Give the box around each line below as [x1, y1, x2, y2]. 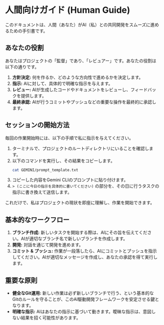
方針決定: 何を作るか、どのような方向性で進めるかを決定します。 [12, 74, 143, 80]
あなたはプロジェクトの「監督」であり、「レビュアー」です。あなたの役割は [5, 58, 157, 64]
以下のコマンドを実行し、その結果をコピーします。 [12, 158, 115, 163]
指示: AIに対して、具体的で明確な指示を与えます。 [12, 80, 113, 86]
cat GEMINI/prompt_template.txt [12, 167, 78, 172]
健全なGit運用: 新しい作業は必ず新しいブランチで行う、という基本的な [12, 290, 154, 296]
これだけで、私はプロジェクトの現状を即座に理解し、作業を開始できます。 [5, 200, 155, 206]
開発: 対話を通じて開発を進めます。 [12, 242, 84, 248]
